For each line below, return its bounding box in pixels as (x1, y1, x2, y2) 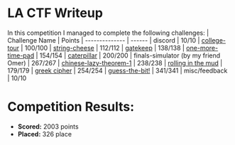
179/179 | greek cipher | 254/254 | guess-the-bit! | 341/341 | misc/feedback (7, 66, 228, 75)
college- (201, 36, 226, 44)
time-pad (7, 51, 34, 60)
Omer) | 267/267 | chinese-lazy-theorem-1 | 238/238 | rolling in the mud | (7, 58, 223, 67)
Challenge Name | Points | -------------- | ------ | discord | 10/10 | (7, 36, 200, 44)
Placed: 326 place (17, 129, 72, 138)
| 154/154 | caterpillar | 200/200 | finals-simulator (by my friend (35, 51, 221, 60)
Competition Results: (7, 99, 135, 115)
